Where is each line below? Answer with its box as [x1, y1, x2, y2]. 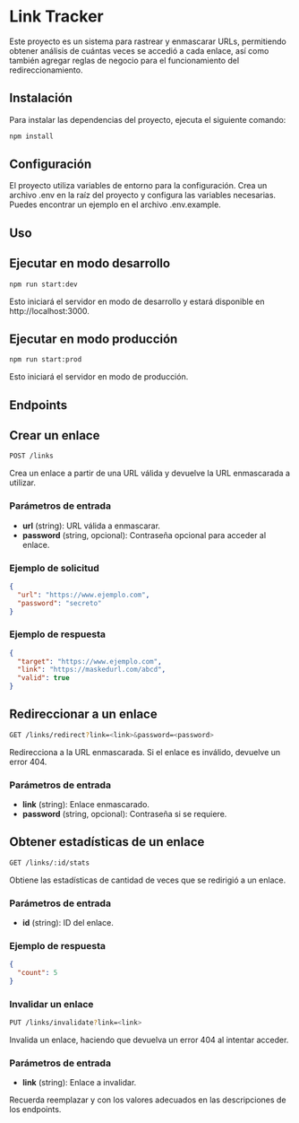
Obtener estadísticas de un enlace [9, 834, 205, 849]
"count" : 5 [17, 969, 58, 978]
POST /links [9, 451, 54, 461]
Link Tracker [9, 6, 105, 27]
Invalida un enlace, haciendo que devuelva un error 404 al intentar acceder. [9, 1034, 289, 1046]
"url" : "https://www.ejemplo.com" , [17, 590, 150, 599]
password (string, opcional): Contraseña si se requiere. [21, 809, 227, 820]
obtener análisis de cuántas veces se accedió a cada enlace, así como [9, 45, 269, 56]
